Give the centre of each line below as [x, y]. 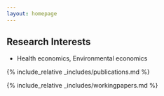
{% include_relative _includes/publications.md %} [78, 72]
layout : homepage [32, 14]
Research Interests [49, 42]
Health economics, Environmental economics [82, 58]
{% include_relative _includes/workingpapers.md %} [82, 86]
